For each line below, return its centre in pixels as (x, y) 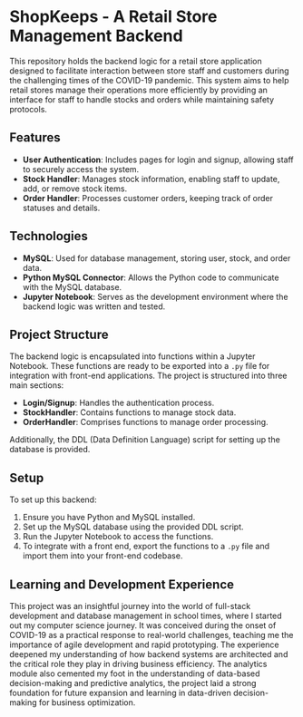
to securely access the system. (81, 169)
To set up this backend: (53, 499)
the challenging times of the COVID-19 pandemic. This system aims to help (149, 80)
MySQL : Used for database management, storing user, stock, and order (156, 258)
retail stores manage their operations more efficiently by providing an (138, 90)
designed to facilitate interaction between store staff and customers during (149, 71)
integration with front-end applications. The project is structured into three (148, 376)
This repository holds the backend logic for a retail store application (136, 61)
